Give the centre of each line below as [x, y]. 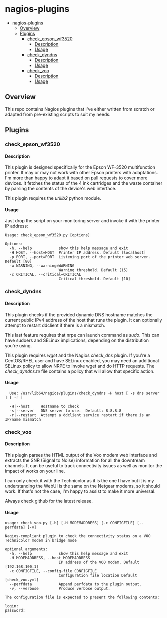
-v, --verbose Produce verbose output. [60, 589]
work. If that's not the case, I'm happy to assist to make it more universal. [80, 491]
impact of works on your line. [35, 471]
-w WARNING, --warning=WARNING [42, 266]
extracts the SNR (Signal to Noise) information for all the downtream [75, 460]
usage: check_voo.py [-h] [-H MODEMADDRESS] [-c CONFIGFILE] [70, 523]
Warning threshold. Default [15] [93, 270]
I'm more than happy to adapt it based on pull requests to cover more [76, 178]
